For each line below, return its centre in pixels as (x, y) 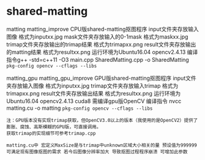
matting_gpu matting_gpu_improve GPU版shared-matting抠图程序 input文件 (102, 78)
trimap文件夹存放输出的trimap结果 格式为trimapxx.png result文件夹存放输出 (101, 44)
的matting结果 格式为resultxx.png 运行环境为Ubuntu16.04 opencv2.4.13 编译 (102, 52)
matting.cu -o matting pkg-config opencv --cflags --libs (80, 108)
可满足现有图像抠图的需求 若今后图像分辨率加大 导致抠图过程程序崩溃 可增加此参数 (97, 151)
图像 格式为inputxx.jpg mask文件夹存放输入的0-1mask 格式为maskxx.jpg (97, 36)
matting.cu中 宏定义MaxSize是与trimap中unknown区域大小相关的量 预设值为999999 (102, 145)
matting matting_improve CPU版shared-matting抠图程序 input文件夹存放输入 (102, 29)
